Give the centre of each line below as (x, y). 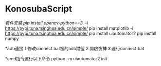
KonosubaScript (38, 9)
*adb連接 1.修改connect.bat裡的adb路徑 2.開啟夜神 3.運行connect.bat (75, 48)
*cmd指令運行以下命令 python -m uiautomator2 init (56, 58)
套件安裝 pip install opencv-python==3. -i (47, 23)
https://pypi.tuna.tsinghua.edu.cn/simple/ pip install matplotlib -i (69, 28)
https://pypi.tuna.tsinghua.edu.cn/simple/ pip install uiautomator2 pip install (81, 33)
